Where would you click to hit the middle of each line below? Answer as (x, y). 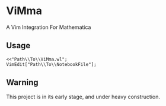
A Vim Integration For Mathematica (49, 27)
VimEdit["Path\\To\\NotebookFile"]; (51, 64)
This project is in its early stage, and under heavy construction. (83, 97)
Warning (22, 83)
